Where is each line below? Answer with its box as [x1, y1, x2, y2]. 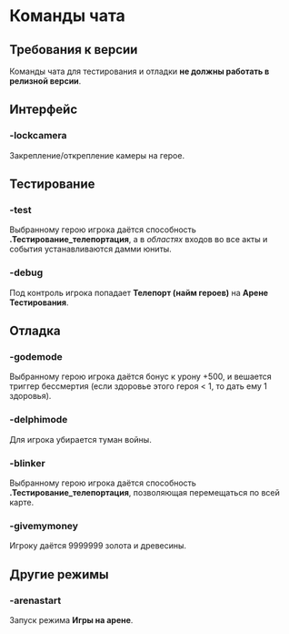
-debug [9, 266, 44, 279]
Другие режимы [9, 567, 109, 582]
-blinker [9, 456, 45, 469]
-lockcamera [9, 129, 67, 142]
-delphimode [9, 414, 68, 426]
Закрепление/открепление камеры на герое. [9, 149, 184, 160]
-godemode [9, 350, 64, 363]
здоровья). [9, 391, 52, 402]
